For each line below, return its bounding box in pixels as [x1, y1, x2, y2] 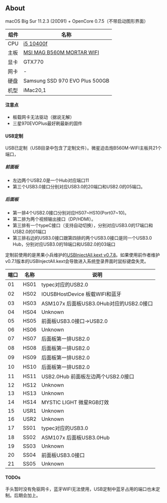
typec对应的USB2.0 [41, 281, 89, 289]
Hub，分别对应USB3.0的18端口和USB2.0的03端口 [12, 241, 116, 247]
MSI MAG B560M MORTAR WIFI [23, 49, 100, 56]
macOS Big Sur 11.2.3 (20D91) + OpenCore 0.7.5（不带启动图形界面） [5, 18, 148, 24]
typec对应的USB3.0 [41, 425, 89, 432]
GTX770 [23, 58, 44, 65]
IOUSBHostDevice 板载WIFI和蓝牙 [41, 291, 122, 298]
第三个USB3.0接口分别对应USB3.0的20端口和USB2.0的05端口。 [12, 184, 145, 190]
